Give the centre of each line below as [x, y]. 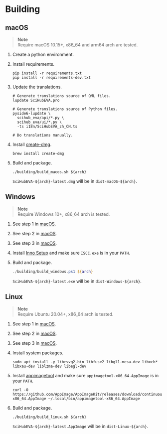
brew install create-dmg [38, 153]
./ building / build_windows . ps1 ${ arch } [53, 272]
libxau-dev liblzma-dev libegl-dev [49, 366]
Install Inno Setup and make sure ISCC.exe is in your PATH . [71, 253]
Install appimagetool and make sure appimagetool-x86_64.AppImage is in [85, 375]
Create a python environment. [43, 54]
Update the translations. [37, 87]
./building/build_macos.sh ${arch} [49, 172]
